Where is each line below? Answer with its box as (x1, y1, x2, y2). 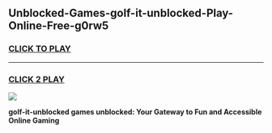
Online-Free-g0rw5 (8, 19, 109, 33)
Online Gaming (8, 115, 60, 125)
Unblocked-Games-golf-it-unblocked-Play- (8, 6, 233, 20)
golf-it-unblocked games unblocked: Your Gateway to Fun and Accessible (8, 106, 262, 116)
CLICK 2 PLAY (8, 73, 65, 85)
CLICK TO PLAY (8, 44, 71, 55)
